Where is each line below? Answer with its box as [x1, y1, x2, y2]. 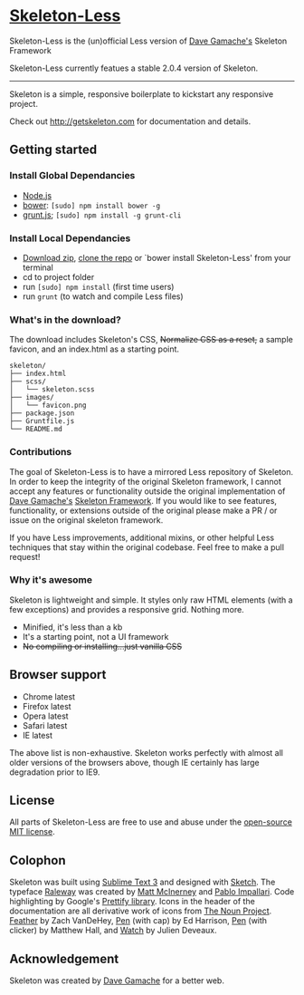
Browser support [9, 667, 107, 682]
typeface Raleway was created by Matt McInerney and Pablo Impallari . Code [9, 886, 295, 897]
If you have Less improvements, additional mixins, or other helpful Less [9, 532, 274, 543]
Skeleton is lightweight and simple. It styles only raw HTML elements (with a [9, 594, 293, 605]
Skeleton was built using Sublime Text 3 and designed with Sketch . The [9, 876, 276, 888]
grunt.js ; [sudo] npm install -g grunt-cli [22, 209, 182, 220]
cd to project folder [22, 271, 95, 282]
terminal [22, 262, 54, 273]
